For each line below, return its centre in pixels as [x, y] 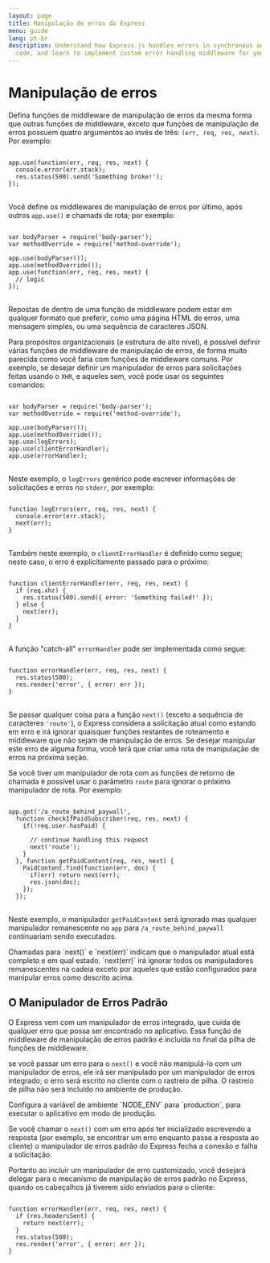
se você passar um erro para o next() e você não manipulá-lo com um [125, 1063]
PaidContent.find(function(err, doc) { [90, 868]
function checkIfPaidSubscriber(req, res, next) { [102, 819]
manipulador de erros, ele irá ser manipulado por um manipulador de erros [132, 1072]
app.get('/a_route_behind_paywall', [70, 812]
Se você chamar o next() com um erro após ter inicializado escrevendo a [130, 1129]
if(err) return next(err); [75, 875]
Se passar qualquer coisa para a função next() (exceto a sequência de [126, 714]
